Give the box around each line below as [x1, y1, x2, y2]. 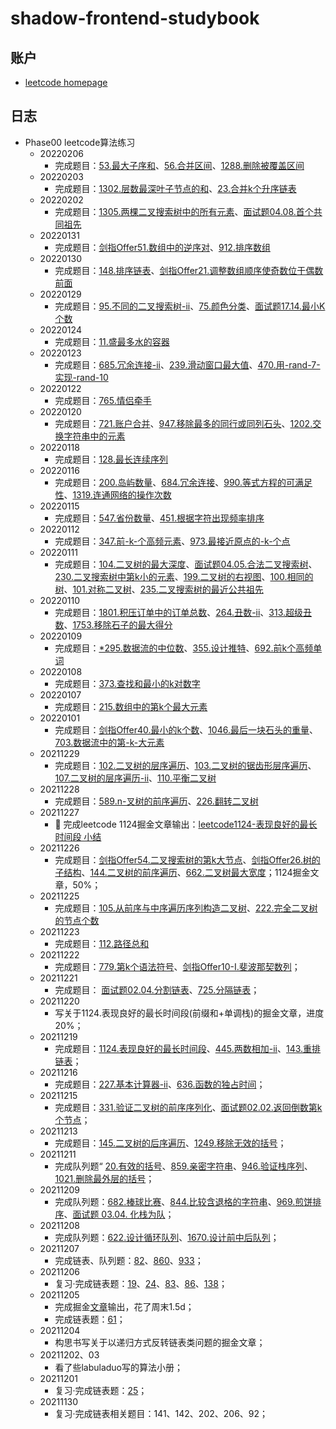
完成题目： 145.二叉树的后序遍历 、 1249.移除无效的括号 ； [54, 1137, 287, 1149]
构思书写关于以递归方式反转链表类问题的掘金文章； [54, 1336, 266, 1348]
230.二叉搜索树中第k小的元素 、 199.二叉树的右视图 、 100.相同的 [54, 570, 314, 582]
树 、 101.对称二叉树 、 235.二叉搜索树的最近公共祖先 [54, 583, 264, 595]
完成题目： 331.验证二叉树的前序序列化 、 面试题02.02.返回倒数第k [54, 1101, 323, 1113]
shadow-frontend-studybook [10, 7, 260, 30]
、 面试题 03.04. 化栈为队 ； [63, 1208, 175, 1220]
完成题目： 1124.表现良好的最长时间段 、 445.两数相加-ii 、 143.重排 [54, 1042, 322, 1054]
